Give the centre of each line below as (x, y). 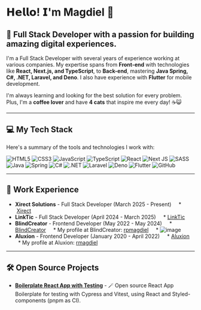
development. (23, 84)
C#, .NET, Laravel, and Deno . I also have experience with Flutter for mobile (99, 77)
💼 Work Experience (42, 190)
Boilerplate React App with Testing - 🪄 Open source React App (94, 285)
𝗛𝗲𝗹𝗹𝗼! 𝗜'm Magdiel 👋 (60, 12)
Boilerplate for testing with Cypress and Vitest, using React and (93, 294)
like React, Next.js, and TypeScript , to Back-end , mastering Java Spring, (97, 71)
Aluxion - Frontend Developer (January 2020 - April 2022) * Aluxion (102, 236)
